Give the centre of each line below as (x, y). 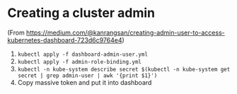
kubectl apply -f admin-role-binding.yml (79, 61)
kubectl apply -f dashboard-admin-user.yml (83, 54)
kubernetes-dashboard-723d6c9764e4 (65, 40)
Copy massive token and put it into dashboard (85, 82)
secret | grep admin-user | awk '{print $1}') (87, 76)
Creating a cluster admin (81, 13)
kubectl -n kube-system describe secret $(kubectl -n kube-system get (124, 69)
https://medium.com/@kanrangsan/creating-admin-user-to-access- (125, 33)
